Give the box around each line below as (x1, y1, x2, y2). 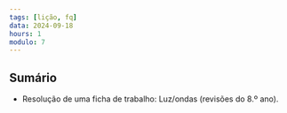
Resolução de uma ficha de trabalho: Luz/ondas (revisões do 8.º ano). (21, 94, 279, 104)
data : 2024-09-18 (9, 21, 74, 30)
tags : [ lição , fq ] (9, 12, 77, 22)
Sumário (9, 70, 58, 85)
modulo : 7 (9, 37, 46, 47)
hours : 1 (9, 29, 42, 38)
